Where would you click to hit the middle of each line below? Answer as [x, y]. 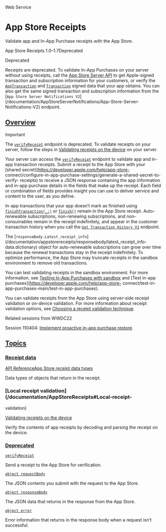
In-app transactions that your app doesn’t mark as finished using [71, 205]
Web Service [18, 7]
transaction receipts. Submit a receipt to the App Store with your [80, 164]
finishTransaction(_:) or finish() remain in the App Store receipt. [74, 211]
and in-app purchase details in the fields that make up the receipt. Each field [83, 185]
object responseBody [27, 492]
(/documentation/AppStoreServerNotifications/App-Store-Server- [72, 101]
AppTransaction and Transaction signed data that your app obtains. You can [83, 86]
